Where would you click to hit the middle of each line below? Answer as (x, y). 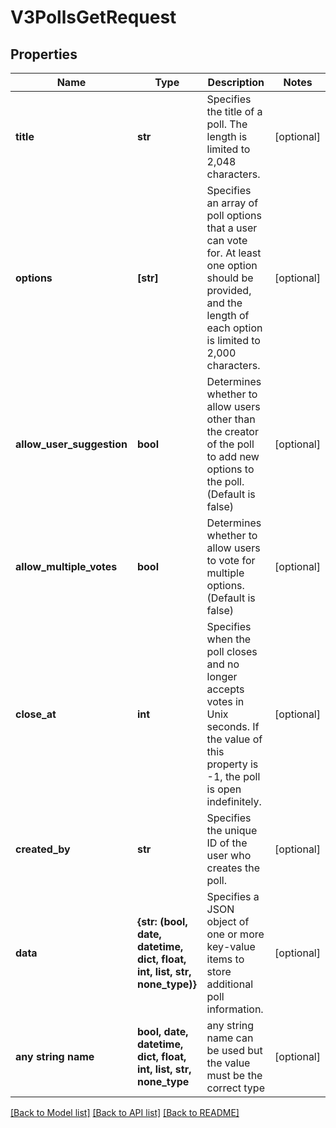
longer (222, 676)
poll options (234, 215)
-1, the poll (233, 776)
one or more (235, 934)
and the (224, 303)
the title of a (234, 111)
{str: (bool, (162, 921)
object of (228, 921)
